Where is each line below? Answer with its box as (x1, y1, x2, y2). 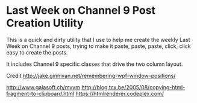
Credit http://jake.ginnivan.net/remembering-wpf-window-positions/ (6, 72, 176, 79)
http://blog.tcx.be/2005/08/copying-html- (81, 83, 186, 90)
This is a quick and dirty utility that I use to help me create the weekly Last (6, 36, 190, 43)
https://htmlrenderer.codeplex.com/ (75, 90, 164, 97)
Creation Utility (6, 16, 84, 30)
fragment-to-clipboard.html (6, 90, 75, 97)
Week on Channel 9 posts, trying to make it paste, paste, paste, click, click (6, 43, 191, 50)
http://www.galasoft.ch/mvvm (6, 83, 80, 90)
